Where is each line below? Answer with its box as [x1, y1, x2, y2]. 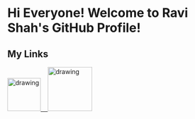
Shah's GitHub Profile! [7, 20, 141, 36]
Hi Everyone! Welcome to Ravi [7, 5, 189, 21]
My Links [7, 48, 48, 60]
